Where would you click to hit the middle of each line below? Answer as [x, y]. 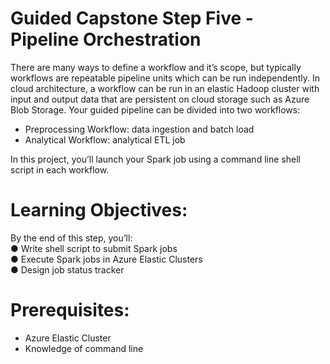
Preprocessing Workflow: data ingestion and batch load [139, 129]
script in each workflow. [60, 169]
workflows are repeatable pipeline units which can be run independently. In [165, 78]
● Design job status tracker [67, 269]
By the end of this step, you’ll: [71, 238]
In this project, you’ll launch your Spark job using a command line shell [155, 159]
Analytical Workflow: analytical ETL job [105, 139]
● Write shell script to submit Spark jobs [94, 248]
